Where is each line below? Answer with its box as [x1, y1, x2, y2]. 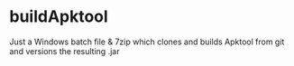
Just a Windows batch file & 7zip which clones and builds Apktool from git [9, 36, 285, 47]
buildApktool [9, 6, 108, 27]
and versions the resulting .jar [9, 45, 120, 56]
